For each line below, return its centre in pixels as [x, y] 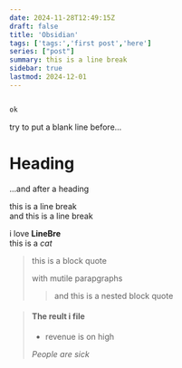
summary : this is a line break [68, 60]
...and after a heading [49, 189]
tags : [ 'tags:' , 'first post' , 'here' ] [81, 43]
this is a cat [31, 243]
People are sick [61, 353]
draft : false [34, 26]
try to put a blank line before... [66, 127]
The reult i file [58, 316]
